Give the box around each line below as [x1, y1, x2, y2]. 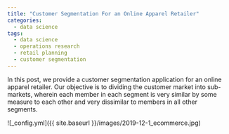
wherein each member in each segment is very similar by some [34, 90, 217, 98]
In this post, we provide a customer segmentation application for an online [7, 75, 222, 83]
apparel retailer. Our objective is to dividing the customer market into [7, 82, 206, 91]
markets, [7, 90, 33, 98]
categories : [7, 17, 42, 24]
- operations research [13, 43, 80, 50]
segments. [7, 105, 38, 113]
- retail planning [13, 50, 68, 57]
